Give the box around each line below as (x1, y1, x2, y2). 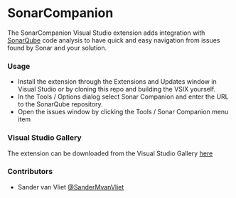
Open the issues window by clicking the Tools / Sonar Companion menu (17, 108, 229, 116)
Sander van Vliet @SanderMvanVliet (17, 182, 124, 191)
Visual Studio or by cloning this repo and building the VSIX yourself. (17, 85, 216, 94)
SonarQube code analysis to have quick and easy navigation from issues (7, 35, 220, 44)
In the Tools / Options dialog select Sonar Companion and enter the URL (17, 92, 229, 101)
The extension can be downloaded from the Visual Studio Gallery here (7, 149, 213, 158)
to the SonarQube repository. (17, 100, 103, 109)
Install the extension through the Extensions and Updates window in (17, 77, 217, 86)
